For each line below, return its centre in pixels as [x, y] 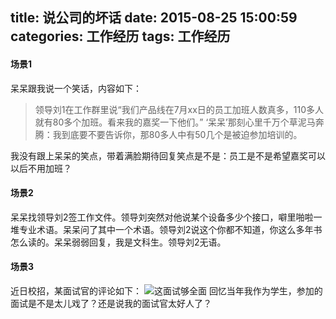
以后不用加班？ [41, 168]
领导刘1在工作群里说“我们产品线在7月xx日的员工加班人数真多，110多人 [179, 109]
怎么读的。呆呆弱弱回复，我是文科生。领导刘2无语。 [118, 242]
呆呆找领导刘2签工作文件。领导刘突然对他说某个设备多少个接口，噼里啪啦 [162, 217]
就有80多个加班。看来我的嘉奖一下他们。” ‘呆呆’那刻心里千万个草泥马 [175, 122]
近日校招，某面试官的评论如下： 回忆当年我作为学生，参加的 [166, 291]
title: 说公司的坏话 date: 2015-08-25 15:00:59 [154, 18]
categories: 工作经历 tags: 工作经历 [120, 36]
